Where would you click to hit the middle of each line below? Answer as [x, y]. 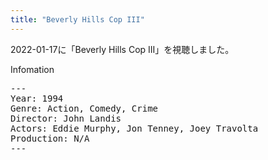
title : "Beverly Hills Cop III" [77, 19]
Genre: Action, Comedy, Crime [84, 108]
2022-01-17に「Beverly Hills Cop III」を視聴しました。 [122, 49]
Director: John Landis [66, 118]
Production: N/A [50, 138]
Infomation [32, 69]
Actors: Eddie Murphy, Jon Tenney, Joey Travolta [134, 128]
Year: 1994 [37, 98]
